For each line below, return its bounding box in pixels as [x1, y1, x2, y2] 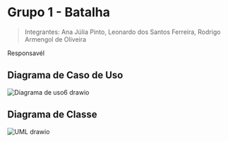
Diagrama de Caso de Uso [7, 69, 124, 81]
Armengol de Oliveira [24, 35, 87, 43]
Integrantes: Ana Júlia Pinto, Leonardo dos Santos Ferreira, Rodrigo [24, 28, 221, 36]
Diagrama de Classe [7, 109, 97, 121]
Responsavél [7, 49, 44, 57]
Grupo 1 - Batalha [7, 4, 111, 20]
